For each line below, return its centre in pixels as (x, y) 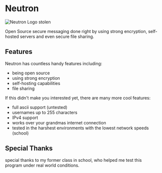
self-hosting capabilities (36, 83)
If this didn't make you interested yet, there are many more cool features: (78, 98)
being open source (31, 73)
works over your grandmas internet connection (59, 122)
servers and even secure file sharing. (57, 36)
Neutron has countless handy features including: (54, 63)
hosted (12, 36)
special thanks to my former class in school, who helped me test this (73, 160)
